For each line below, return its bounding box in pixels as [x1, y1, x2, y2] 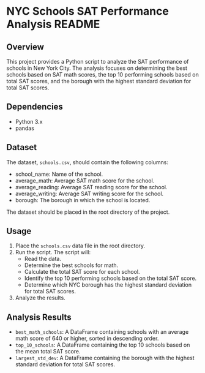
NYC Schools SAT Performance [6, 4, 170, 18]
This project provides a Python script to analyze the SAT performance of [6, 58, 189, 65]
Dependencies [6, 102, 63, 112]
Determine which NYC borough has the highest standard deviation [24, 281, 192, 288]
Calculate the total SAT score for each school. [24, 268, 140, 276]
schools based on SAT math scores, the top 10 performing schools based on [6, 71, 199, 78]
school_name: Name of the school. [15, 170, 103, 178]
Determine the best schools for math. [24, 262, 119, 269]
